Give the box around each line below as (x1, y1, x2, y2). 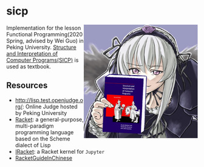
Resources (6, 80, 48, 91)
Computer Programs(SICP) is (6, 56, 79, 64)
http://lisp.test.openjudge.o (15, 96, 84, 103)
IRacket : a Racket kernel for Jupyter (15, 148, 105, 155)
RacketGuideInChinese (15, 154, 73, 162)
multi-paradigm (15, 122, 54, 129)
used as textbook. (6, 62, 52, 70)
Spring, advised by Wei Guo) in (6, 37, 84, 44)
